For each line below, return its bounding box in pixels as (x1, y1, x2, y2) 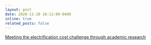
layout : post (5, 7, 32, 12)
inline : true (5, 16, 32, 21)
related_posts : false (5, 21, 50, 26)
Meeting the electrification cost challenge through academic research (5, 34, 146, 40)
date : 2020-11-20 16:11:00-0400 (5, 12, 71, 17)
